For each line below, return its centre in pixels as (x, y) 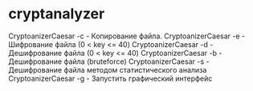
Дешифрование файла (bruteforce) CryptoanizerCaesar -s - (109, 61)
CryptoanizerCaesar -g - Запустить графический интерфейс (110, 78)
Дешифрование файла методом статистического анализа (108, 69)
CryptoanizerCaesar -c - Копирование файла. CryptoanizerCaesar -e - (127, 36)
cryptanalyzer (57, 14)
